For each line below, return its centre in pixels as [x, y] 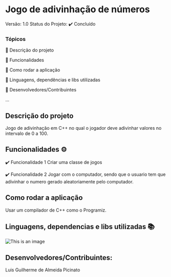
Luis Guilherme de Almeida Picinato [43, 270]
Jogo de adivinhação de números [78, 9]
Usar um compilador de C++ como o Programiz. [56, 210]
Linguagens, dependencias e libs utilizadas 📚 [80, 227]
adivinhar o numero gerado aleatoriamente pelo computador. [70, 181]
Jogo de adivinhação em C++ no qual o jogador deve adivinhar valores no [83, 128]
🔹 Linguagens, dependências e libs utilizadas [53, 80]
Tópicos [16, 39]
